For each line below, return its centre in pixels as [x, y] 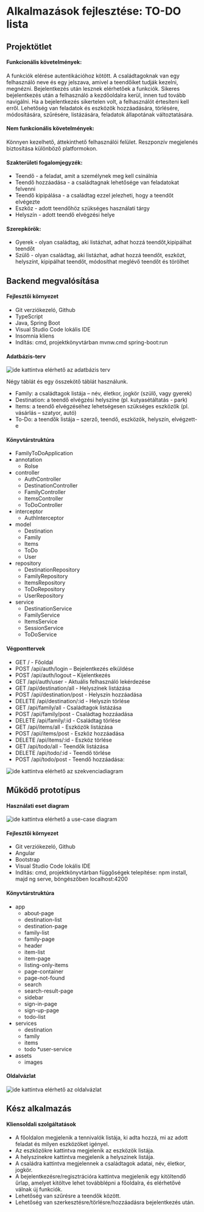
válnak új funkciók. [39, 1189]
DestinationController [51, 486]
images [33, 1062]
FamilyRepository [46, 576]
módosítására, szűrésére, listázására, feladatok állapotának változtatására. [100, 115]
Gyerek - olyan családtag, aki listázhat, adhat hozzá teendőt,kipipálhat [103, 243]
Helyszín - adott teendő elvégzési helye [65, 215]
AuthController [43, 479]
